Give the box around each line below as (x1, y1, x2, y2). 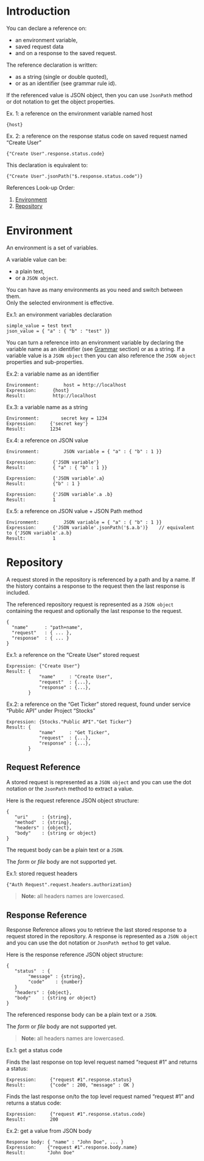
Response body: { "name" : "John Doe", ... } (6, 1139, 124, 1145)
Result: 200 (6, 1116, 59, 1123)
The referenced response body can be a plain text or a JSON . (6, 1011, 157, 1018)
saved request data (15, 43, 64, 50)
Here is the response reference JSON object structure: (6, 951, 144, 959)
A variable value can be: (6, 256, 67, 263)
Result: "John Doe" (6, 1150, 75, 1156)
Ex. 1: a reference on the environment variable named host (6, 109, 153, 117)
